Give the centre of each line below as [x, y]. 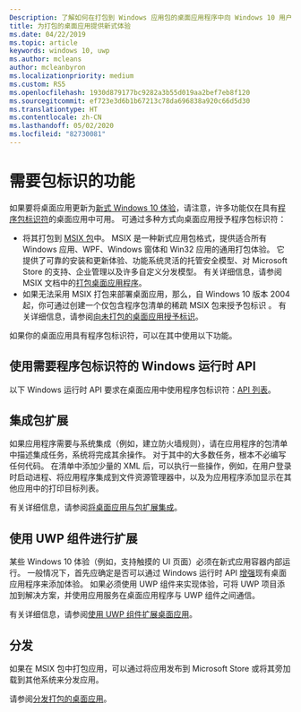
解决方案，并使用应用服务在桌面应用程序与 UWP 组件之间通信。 [142, 596]
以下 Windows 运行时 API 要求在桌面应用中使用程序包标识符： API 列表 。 [142, 390]
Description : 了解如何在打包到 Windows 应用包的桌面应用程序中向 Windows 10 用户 [151, 17]
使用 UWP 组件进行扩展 [73, 538]
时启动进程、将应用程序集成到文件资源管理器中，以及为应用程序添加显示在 [146, 477]
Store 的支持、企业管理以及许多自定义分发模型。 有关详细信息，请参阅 [152, 271]
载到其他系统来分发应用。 [56, 680]
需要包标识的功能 [73, 181]
